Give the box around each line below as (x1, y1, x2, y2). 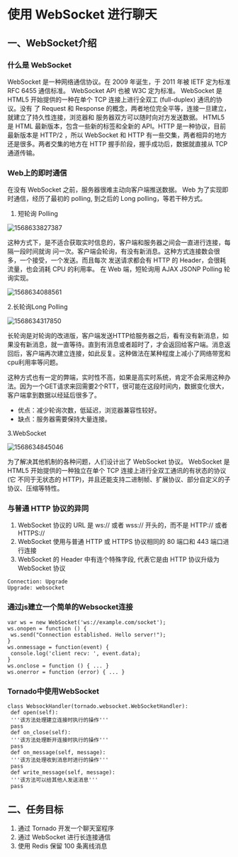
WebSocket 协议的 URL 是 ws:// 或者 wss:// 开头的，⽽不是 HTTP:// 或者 (17, 521, 228, 530)
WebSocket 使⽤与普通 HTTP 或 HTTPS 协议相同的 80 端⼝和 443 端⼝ (17, 537, 223, 546)
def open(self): (10, 709, 59, 716)
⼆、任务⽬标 (7, 804, 64, 816)
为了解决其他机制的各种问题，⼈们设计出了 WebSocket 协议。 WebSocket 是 (7, 457, 230, 466)
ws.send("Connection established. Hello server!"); (10, 631, 166, 638)
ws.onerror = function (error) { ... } (7, 668, 125, 675)
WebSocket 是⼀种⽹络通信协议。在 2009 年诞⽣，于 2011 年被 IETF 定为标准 (7, 77, 231, 86)
